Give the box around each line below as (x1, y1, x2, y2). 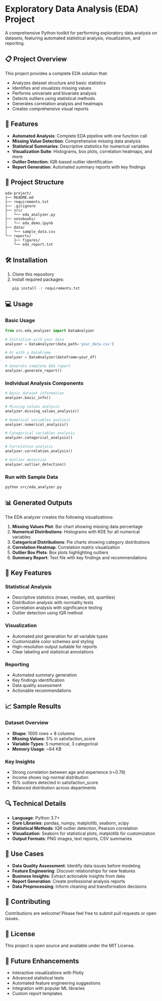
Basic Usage (5, 317, 36, 324)
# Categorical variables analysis (5, 431, 75, 436)
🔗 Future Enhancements (5, 957, 79, 965)
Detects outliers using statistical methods (12, 95, 95, 101)
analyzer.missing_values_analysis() (5, 409, 79, 413)
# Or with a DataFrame (5, 350, 51, 355)
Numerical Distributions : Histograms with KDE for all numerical (12, 529, 140, 534)
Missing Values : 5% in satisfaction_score (12, 735, 96, 742)
